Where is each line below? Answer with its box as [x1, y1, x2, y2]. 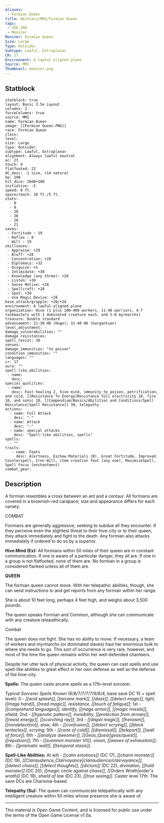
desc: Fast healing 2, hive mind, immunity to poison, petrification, [11, 389, 159, 394]
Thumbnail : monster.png [5, 67, 54, 72]
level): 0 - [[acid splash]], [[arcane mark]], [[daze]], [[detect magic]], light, [5, 695, 155, 701]
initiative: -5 [5, 183, 36, 188]
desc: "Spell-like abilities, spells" [14, 432, 93, 437]
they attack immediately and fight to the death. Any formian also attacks [5, 533, 150, 539]
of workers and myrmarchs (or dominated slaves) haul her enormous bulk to [5, 641, 159, 647]
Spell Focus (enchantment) [5, 462, 60, 467]
